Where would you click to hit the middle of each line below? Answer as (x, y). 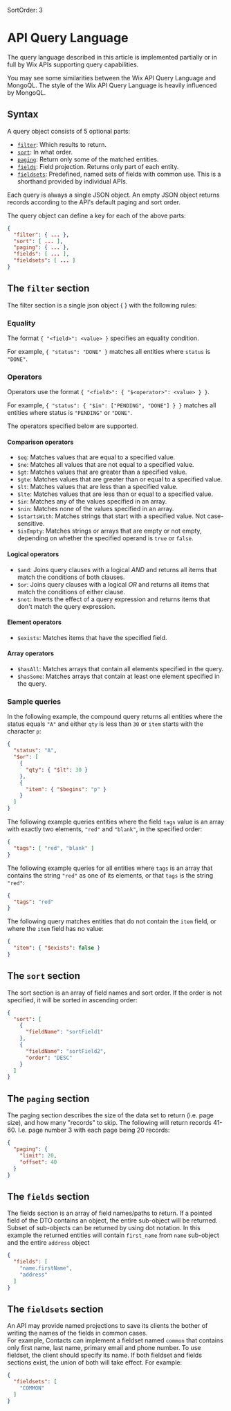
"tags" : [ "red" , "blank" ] (54, 848)
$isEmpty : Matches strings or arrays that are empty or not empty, (109, 531)
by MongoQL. (27, 92)
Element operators (35, 622)
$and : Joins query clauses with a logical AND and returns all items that (117, 569)
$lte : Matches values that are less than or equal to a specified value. (115, 494)
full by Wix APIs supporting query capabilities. (73, 64)
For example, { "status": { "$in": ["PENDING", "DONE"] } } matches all (112, 405)
